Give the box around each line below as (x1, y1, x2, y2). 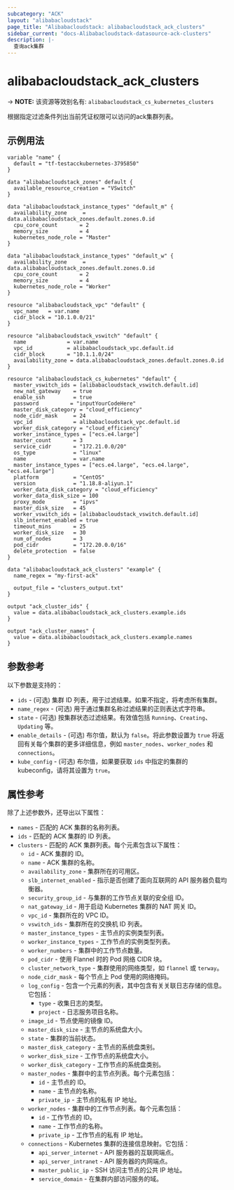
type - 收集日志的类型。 (38, 999, 107, 1007)
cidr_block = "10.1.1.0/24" (13, 351, 114, 358)
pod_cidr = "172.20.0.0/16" (13, 541, 128, 548)
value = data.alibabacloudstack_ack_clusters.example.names (13, 633, 193, 640)
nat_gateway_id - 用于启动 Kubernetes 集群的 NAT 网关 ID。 (27, 903, 200, 911)
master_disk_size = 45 (13, 504, 86, 512)
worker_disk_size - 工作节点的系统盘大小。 (27, 1052, 153, 1060)
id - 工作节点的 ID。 (38, 1113, 96, 1122)
